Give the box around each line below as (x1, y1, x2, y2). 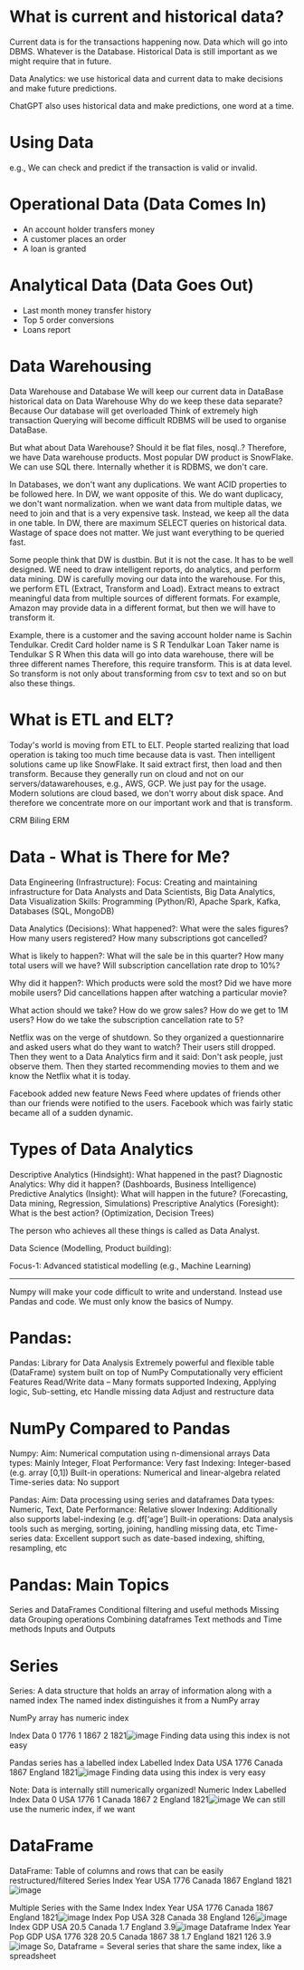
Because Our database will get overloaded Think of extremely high (9, 405, 259, 416)
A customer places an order (22, 233, 127, 244)
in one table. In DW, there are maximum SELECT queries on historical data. (9, 517, 288, 528)
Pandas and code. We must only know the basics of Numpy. (9, 1296, 233, 1306)
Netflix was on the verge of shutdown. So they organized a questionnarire (9, 1032, 285, 1043)
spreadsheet (9, 1951, 57, 1962)
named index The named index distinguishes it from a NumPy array (9, 1695, 261, 1706)
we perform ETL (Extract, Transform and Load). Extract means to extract (9, 583, 280, 594)
